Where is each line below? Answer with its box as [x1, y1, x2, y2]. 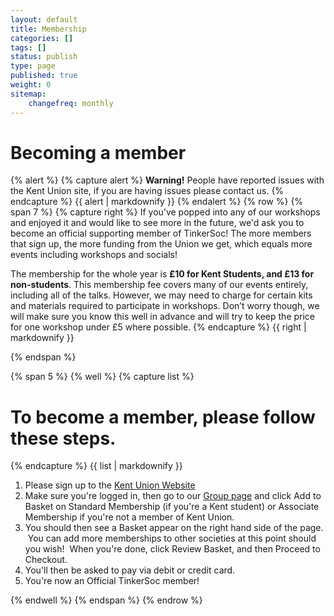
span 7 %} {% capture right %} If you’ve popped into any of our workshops [10, 206, 321, 218]
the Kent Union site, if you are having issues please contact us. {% [10, 185, 285, 197]
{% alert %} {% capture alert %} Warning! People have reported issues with [10, 174, 325, 186]
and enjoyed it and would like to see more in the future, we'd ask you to [10, 217, 305, 229]
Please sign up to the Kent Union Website [24, 479, 196, 491]
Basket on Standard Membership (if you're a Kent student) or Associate [24, 501, 320, 513]
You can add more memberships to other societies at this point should [27, 532, 317, 545]
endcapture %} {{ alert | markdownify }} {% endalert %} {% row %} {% [10, 196, 304, 208]
